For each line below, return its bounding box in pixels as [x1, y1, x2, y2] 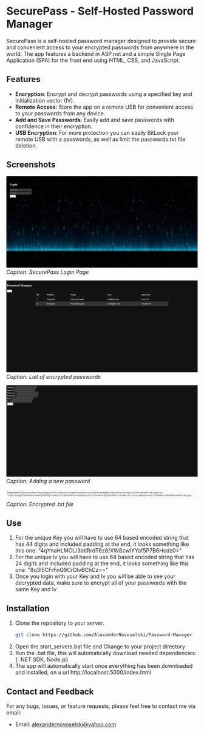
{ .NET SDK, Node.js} [15, 656, 69, 663]
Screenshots [6, 160, 56, 170]
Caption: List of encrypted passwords [6, 373, 101, 381]
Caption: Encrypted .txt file [6, 500, 74, 508]
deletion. [15, 141, 38, 149]
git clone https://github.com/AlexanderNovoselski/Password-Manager [15, 632, 192, 638]
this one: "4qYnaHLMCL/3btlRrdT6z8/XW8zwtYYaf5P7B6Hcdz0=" [15, 547, 182, 554]
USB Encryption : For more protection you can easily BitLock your [15, 129, 179, 136]
